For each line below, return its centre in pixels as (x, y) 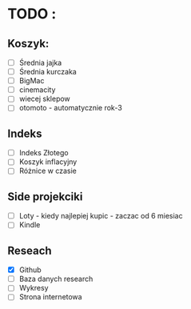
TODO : (32, 14)
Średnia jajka (40, 62)
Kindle (30, 225)
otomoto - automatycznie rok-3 (71, 108)
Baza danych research (56, 279)
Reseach (30, 250)
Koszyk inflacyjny (48, 162)
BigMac (32, 81)
